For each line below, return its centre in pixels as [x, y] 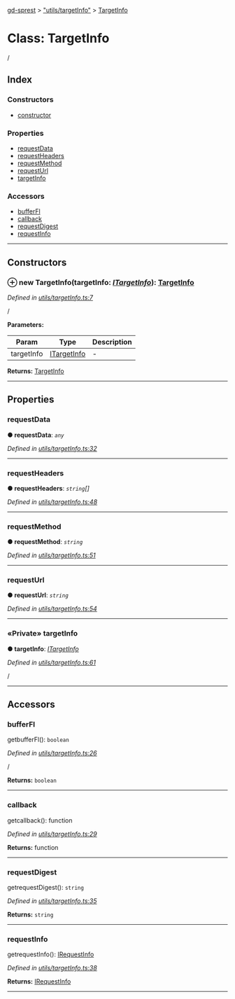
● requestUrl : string [38, 595]
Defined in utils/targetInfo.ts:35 [52, 901]
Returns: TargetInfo [36, 371]
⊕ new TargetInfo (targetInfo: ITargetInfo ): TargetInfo [101, 282]
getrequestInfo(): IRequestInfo [51, 954]
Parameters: [26, 324]
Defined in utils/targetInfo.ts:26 [52, 753]
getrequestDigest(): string [45, 888]
